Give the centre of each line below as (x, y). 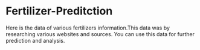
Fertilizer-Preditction (59, 11)
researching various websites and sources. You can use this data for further (100, 34)
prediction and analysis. (35, 40)
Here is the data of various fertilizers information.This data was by (88, 28)
